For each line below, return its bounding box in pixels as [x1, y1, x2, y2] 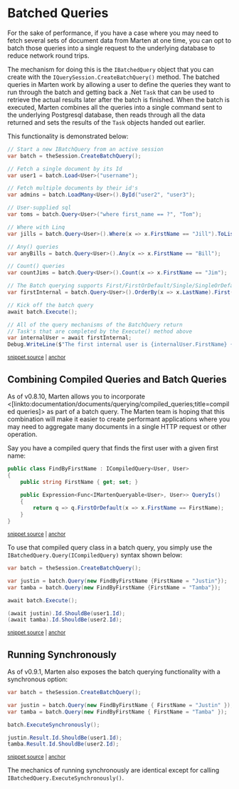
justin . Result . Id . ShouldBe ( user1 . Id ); [7, 734, 122, 741]
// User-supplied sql [7, 205, 72, 212]
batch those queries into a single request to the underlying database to [7, 43, 216, 52]
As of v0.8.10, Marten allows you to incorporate [7, 392, 146, 401]
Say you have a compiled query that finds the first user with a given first [7, 444, 218, 452]
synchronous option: [7, 675, 68, 684]
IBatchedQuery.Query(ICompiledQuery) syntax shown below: [7, 551, 183, 559]
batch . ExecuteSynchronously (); [7, 721, 100, 728]
